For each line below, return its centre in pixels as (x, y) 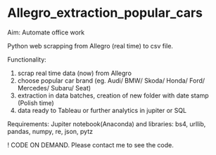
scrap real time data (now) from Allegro (75, 73)
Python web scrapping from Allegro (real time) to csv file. (90, 46)
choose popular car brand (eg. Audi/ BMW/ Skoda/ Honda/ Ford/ (111, 80)
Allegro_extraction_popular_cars (105, 13)
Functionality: (27, 59)
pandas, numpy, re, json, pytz (50, 131)
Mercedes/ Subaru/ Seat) (54, 88)
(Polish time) (36, 102)
